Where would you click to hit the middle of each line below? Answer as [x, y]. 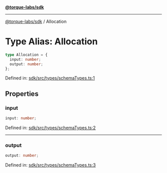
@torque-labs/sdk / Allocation [36, 21]
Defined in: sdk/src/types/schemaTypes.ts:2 [50, 128]
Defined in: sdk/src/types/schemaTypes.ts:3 [50, 165]
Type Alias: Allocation [51, 42]
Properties [22, 94]
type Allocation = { [27, 55]
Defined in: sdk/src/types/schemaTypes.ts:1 [50, 78]
